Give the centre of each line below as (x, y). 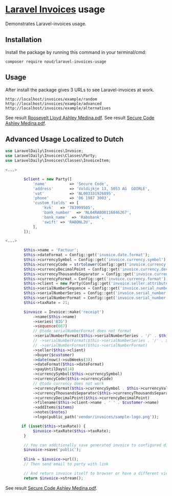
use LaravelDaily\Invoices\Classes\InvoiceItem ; (58, 161)
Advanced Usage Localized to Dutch (64, 139)
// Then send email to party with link (66, 464)
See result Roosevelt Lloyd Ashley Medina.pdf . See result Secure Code (80, 118)
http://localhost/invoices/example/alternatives (58, 108)
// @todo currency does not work (68, 384)
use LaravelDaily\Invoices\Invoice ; (44, 151)
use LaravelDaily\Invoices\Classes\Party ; (51, 156)
